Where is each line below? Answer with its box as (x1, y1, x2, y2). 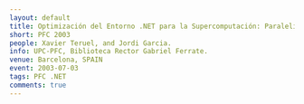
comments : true (9, 80, 67, 90)
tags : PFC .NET (9, 72, 67, 81)
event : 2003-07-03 (9, 64, 79, 73)
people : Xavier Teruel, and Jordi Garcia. (9, 38, 172, 48)
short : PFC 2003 (9, 30, 71, 39)
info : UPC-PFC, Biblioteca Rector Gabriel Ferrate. (9, 47, 208, 56)
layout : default (9, 13, 71, 23)
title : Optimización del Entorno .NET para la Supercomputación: (9, 22, 261, 31)
